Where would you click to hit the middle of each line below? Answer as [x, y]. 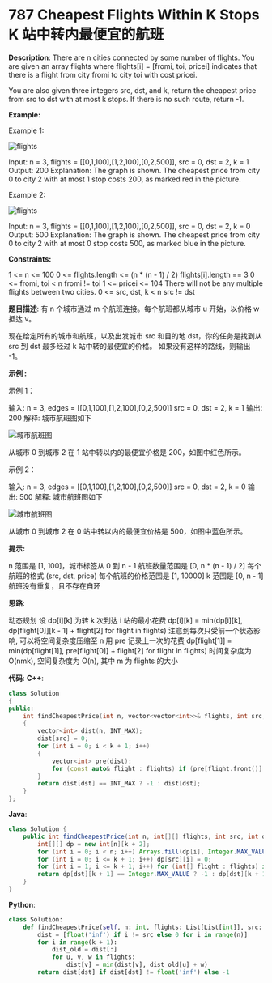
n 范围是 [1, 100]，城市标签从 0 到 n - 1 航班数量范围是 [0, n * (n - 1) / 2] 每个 [135, 565]
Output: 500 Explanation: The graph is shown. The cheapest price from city [134, 234]
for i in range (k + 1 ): [77, 942]
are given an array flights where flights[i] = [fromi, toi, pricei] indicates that [133, 66]
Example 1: [26, 130]
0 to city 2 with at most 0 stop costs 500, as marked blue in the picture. [127, 243]
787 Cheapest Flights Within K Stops [134, 15]
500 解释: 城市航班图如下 [61, 496]
